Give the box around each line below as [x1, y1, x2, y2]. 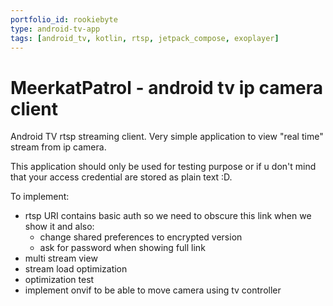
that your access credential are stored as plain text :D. [10, 171, 233, 183]
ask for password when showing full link [39, 242, 206, 254]
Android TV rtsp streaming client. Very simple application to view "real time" [10, 131, 324, 143]
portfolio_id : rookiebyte [10, 14, 118, 25]
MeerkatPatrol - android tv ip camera [10, 76, 324, 99]
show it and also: [24, 221, 95, 233]
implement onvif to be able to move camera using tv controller [24, 284, 282, 296]
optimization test [24, 274, 95, 286]
